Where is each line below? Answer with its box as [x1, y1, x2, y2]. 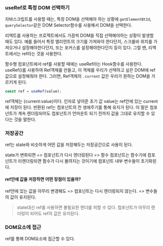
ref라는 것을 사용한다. [21, 51, 63, 57]
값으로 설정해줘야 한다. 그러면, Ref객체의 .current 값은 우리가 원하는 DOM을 [5, 73, 150, 79]
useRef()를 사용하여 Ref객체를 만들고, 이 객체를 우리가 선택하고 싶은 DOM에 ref [5, 67, 156, 73]
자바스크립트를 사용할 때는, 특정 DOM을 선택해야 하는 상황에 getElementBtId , [5, 16, 152, 22]
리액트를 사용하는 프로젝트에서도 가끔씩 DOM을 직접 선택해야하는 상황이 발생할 [5, 33, 154, 38]
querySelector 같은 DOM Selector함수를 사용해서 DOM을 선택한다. [5, 22, 132, 28]
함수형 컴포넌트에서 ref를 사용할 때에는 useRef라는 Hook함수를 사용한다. [5, 61, 143, 67]
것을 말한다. [14, 116, 36, 122]
